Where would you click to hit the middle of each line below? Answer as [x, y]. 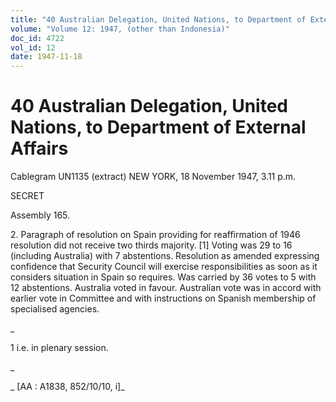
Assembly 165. [40, 215]
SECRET [27, 196]
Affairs [39, 148]
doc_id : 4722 [37, 38]
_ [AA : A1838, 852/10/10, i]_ [67, 387]
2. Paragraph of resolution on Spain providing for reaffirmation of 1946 [155, 235]
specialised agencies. [55, 309]
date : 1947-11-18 [46, 57]
